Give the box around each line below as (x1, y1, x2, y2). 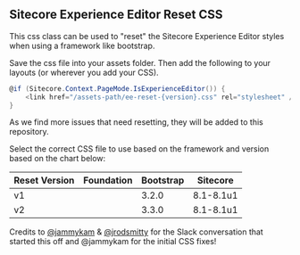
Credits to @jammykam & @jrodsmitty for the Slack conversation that (9, 226, 263, 237)
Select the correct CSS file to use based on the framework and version (9, 144, 270, 154)
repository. (9, 127, 49, 137)
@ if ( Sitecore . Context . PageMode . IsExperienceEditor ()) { (9, 84, 226, 93)
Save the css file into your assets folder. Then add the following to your (9, 57, 271, 68)
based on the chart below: (9, 153, 106, 164)
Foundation (83, 174, 133, 186)
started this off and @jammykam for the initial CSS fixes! (9, 236, 217, 247)
